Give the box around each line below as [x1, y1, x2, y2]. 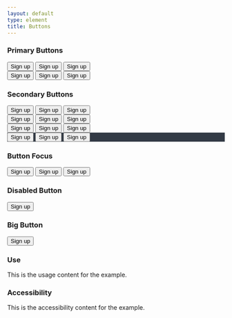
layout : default [7, 10, 54, 17]
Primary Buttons [7, 46, 64, 55]
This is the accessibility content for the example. [7, 304, 145, 312]
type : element [7, 17, 48, 23]
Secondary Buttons [7, 89, 74, 99]
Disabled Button [7, 186, 62, 195]
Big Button [7, 220, 43, 230]
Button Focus [7, 151, 53, 161]
